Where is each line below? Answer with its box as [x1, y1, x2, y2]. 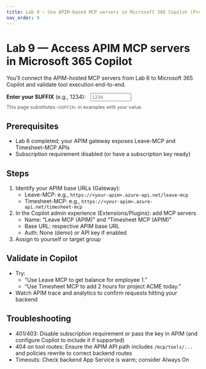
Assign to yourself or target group [15, 236, 101, 243]
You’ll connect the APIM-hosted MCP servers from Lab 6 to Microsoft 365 [6, 74, 193, 82]
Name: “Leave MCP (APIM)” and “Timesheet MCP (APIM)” [24, 216, 172, 223]
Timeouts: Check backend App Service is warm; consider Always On [15, 355, 189, 363]
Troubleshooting [6, 314, 72, 324]
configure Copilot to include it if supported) [15, 336, 125, 344]
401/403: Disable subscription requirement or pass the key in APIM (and [15, 330, 198, 337]
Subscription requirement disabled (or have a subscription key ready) [15, 150, 191, 158]
